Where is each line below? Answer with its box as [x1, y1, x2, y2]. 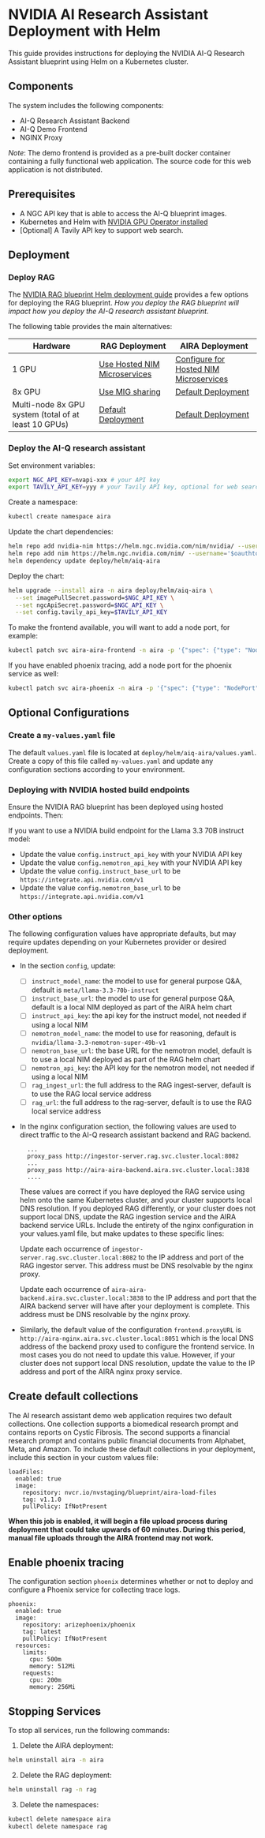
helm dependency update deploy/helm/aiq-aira [8, 556, 160, 565]
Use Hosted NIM [98, 359, 160, 370]
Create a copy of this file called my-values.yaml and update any [8, 756, 214, 766]
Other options [8, 911, 63, 922]
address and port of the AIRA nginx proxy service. [19, 1367, 183, 1376]
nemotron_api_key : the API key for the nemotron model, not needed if [31, 1063, 255, 1072]
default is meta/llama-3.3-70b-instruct [31, 985, 159, 995]
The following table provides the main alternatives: [8, 322, 173, 331]
